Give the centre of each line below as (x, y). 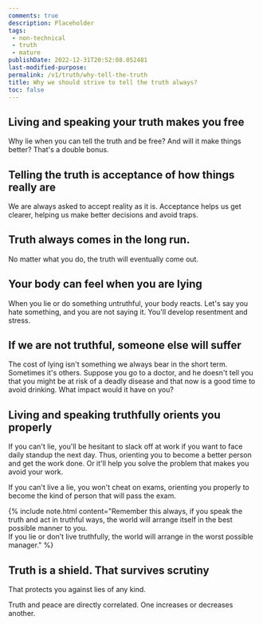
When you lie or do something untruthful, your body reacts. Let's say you (128, 303)
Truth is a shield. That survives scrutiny (109, 570)
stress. (19, 320)
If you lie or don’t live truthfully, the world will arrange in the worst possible (131, 537)
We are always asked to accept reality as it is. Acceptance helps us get (125, 206)
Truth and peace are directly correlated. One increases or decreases (121, 605)
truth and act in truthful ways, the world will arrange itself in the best (120, 520)
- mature (26, 53)
